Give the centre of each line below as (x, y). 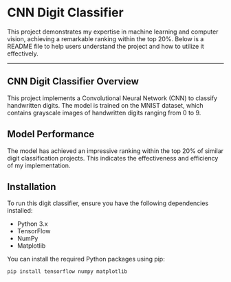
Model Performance (51, 134)
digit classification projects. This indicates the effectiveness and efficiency (113, 158)
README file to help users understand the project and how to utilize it (106, 46)
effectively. (23, 54)
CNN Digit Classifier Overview (73, 81)
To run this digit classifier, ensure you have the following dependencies (108, 203)
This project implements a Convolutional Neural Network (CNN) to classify (112, 98)
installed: (20, 211)
